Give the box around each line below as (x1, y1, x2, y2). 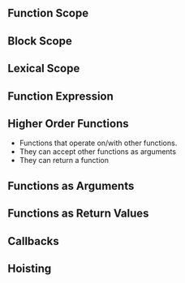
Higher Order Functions (7, 117, 129, 131)
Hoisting (7, 261, 52, 275)
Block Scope (7, 34, 72, 48)
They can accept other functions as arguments (19, 147, 176, 157)
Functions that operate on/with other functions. (19, 138, 178, 148)
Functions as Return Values (7, 207, 149, 221)
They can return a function (19, 156, 109, 165)
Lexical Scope (7, 62, 80, 75)
